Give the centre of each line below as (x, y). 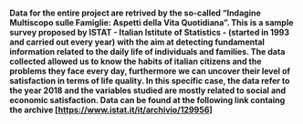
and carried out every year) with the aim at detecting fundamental (137, 42)
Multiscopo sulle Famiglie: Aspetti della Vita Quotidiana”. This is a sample (151, 22)
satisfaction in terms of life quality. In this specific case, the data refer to (150, 80)
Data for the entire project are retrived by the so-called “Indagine (136, 13)
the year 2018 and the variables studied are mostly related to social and (148, 90)
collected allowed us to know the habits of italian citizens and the (136, 61)
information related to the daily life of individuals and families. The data (147, 51)
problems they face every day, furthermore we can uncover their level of (150, 71)
